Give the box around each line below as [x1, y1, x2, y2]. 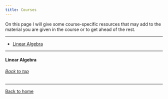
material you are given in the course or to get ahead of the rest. [5, 26, 135, 32]
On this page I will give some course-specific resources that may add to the [5, 21, 161, 27]
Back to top [5, 68, 29, 74]
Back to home [5, 88, 34, 94]
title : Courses [5, 7, 37, 12]
